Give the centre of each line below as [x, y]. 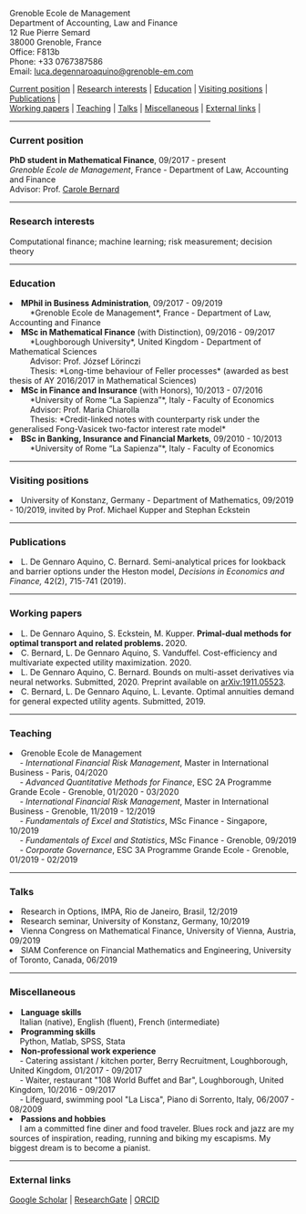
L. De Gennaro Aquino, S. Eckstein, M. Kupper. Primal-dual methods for [156, 633]
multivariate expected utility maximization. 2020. [101, 662]
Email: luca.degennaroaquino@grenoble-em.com [102, 71]
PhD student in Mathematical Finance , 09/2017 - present [118, 160]
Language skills [51, 1012]
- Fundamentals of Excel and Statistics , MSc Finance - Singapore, [143, 821]
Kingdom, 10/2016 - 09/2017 [63, 1089]
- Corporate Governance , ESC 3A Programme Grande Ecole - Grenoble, [154, 850]
